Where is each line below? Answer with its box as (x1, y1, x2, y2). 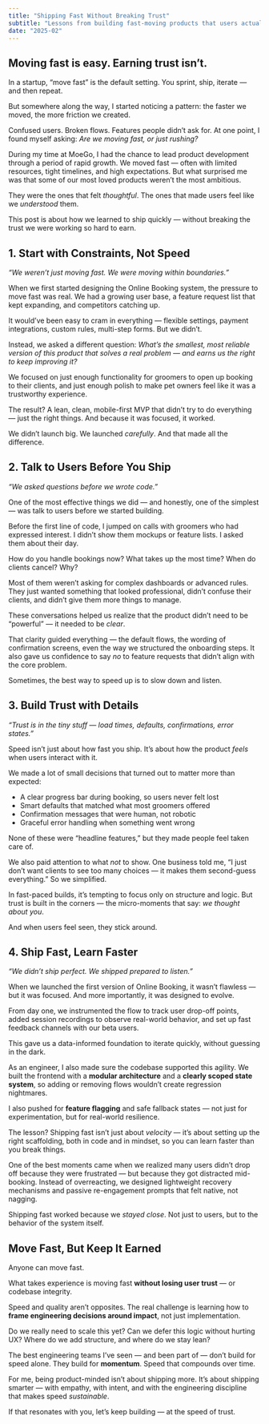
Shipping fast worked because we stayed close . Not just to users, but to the (8, 1210, 259, 1220)
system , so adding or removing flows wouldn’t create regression (8, 1080, 222, 1089)
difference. (8, 437, 45, 447)
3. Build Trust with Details (8, 698, 139, 713)
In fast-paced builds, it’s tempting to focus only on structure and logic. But (8, 890, 253, 899)
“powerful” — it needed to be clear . (8, 618, 126, 629)
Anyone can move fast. (8, 1263, 85, 1273)
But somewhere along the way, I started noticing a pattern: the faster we (8, 102, 247, 111)
